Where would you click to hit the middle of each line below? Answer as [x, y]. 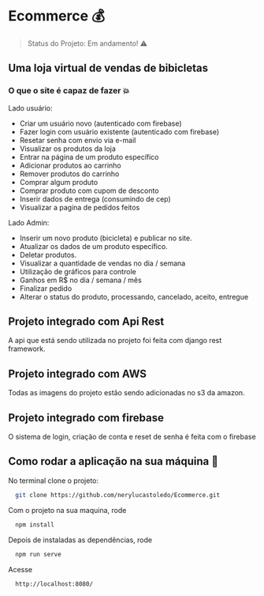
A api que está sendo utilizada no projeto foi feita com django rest [115, 341]
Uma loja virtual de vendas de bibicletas [108, 68]
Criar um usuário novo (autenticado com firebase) [101, 123]
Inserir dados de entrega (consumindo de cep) [95, 198]
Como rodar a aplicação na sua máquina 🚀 [113, 461]
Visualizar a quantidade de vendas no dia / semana [102, 263]
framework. [27, 349]
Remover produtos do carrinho [69, 174]
